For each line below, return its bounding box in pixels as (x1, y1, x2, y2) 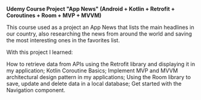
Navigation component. (6, 87, 66, 94)
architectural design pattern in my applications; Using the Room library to (6, 74, 191, 80)
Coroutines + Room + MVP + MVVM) (6, 12, 102, 19)
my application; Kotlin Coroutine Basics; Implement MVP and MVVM (6, 67, 178, 74)
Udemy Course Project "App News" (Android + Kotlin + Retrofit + (6, 6, 175, 12)
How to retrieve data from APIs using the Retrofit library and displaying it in (6, 61, 195, 67)
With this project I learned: (6, 48, 74, 56)
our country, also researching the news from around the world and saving (6, 30, 192, 37)
